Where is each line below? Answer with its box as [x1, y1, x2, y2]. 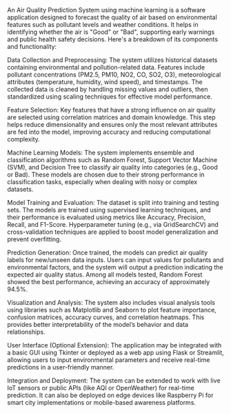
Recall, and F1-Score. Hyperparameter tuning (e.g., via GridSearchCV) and [7, 221, 219, 228]
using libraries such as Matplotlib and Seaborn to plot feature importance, [7, 306, 217, 314]
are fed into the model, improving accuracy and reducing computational [7, 128, 211, 136]
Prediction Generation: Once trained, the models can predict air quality [7, 248, 208, 256]
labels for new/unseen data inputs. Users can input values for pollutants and [7, 256, 224, 264]
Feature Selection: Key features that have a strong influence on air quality [7, 106, 216, 114]
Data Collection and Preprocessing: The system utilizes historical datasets [7, 56, 218, 64]
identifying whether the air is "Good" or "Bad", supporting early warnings [7, 28, 215, 36]
